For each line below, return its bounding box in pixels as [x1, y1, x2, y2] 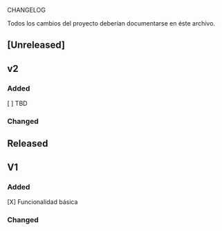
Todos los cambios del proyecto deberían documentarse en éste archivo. [7, 19, 216, 27]
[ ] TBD [7, 100, 28, 108]
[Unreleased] [7, 39, 66, 51]
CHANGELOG [7, 6, 46, 14]
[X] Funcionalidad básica [7, 198, 78, 206]
